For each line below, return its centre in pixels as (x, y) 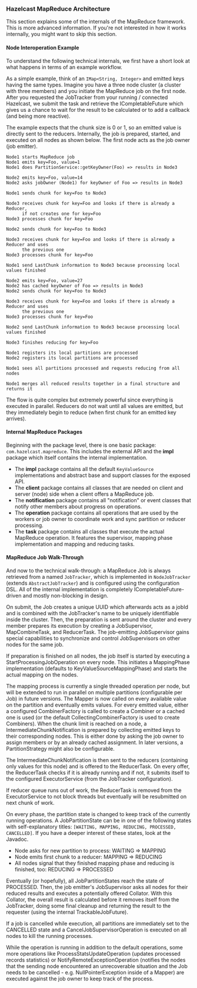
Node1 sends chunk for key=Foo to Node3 (56, 193)
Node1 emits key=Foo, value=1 (43, 162)
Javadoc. (17, 839)
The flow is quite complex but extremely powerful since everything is (90, 400)
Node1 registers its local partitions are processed (72, 353)
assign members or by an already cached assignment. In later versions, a (95, 742)
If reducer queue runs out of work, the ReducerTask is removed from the (94, 790)
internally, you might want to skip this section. (61, 34)
